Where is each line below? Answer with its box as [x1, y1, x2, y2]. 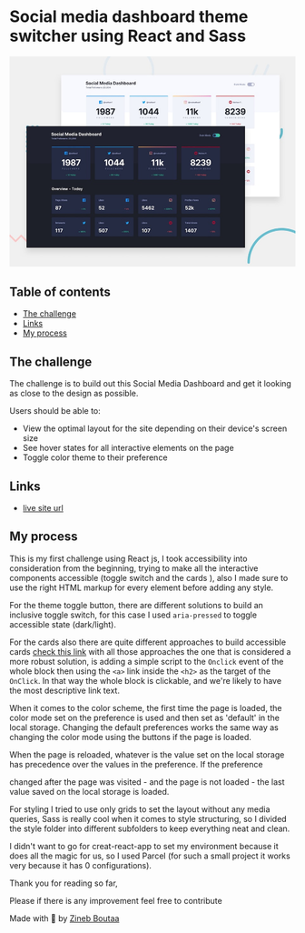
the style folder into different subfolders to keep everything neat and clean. [9, 823, 290, 834]
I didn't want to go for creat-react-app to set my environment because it [9, 840, 279, 851]
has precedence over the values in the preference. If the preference [9, 758, 263, 769]
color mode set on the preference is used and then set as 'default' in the [9, 712, 280, 723]
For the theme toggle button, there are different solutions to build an [9, 599, 263, 610]
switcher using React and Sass [9, 25, 247, 46]
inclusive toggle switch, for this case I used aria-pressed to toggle [9, 609, 257, 620]
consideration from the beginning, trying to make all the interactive [9, 562, 259, 574]
